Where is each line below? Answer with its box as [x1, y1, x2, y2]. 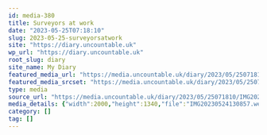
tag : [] [8, 115, 34, 123]
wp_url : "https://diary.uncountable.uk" [8, 48, 145, 56]
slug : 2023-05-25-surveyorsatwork [8, 33, 123, 42]
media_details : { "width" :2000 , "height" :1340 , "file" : [8, 100, 187, 108]
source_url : [8, 93, 48, 101]
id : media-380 [8, 11, 56, 20]
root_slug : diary [8, 56, 66, 64]
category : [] [8, 108, 52, 116]
